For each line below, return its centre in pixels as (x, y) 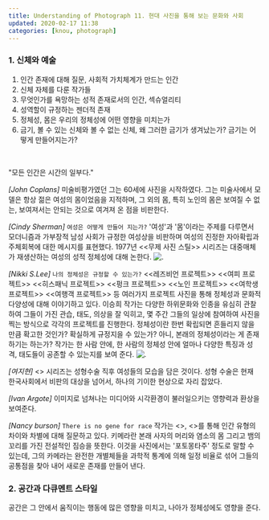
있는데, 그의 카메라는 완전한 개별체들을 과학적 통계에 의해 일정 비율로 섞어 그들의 (134, 456)
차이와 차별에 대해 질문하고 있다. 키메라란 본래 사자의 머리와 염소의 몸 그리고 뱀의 (134, 436)
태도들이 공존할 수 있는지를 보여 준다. (77, 354)
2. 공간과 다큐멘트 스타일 (53, 489)
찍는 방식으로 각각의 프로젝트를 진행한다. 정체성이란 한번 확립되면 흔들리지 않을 (132, 324)
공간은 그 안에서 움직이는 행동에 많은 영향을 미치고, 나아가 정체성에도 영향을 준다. (134, 507)
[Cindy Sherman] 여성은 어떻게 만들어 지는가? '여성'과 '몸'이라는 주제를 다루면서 (131, 227)
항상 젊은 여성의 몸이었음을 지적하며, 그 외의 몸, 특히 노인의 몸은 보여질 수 (137, 199)
